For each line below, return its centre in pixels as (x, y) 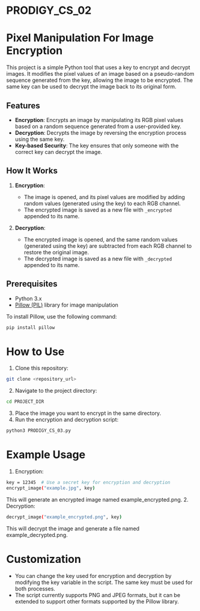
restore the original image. (56, 252)
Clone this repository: (41, 368)
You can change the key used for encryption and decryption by (93, 576)
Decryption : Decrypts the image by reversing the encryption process (101, 132)
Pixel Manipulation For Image (80, 38)
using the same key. (40, 139)
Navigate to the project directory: (56, 391)
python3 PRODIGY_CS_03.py (38, 431)
